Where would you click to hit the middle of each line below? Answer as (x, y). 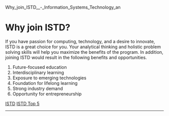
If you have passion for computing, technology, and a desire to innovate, (80, 41)
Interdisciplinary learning (38, 72)
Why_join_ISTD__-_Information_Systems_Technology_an (63, 7)
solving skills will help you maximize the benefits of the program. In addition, (84, 52)
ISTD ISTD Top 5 (22, 103)
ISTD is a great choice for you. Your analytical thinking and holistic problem (83, 47)
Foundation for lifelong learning (45, 83)
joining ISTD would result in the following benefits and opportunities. (76, 57)
